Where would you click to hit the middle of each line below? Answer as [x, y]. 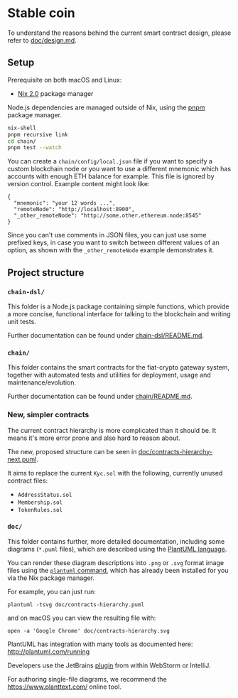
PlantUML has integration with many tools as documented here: [100, 644]
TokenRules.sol [40, 510]
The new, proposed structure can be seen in [72, 451]
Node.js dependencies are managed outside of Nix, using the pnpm [106, 107]
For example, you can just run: [52, 591]
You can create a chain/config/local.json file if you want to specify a [110, 161]
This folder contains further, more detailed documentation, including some [116, 541]
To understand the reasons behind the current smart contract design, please [119, 33]
